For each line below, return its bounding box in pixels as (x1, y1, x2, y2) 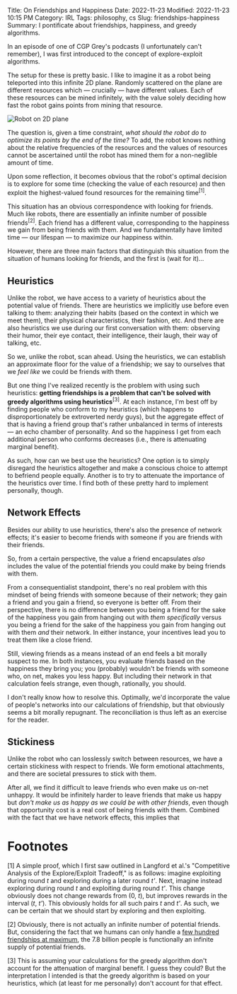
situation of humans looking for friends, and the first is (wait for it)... (7, 255, 204, 263)
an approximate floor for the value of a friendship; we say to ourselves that (7, 360, 225, 368)
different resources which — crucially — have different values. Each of (7, 86, 214, 94)
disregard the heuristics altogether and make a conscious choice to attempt (7, 463, 228, 472)
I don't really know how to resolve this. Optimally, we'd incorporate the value (7, 693, 231, 701)
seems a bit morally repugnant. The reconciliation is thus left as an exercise (7, 708, 228, 716)
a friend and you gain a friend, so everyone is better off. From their (7, 597, 202, 607)
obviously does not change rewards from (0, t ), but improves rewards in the (7, 891, 228, 900)
